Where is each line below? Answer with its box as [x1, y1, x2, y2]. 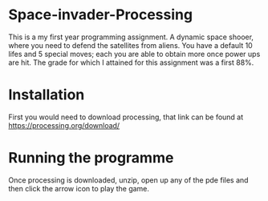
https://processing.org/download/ [8, 120, 120, 130]
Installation [8, 86, 85, 104]
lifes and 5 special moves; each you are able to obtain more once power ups [8, 49, 261, 58]
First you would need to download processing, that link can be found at [8, 112, 244, 122]
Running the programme [8, 149, 174, 167]
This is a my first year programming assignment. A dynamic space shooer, [8, 32, 254, 42]
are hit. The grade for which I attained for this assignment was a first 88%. [8, 58, 254, 67]
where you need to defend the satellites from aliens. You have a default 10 [8, 40, 253, 50]
